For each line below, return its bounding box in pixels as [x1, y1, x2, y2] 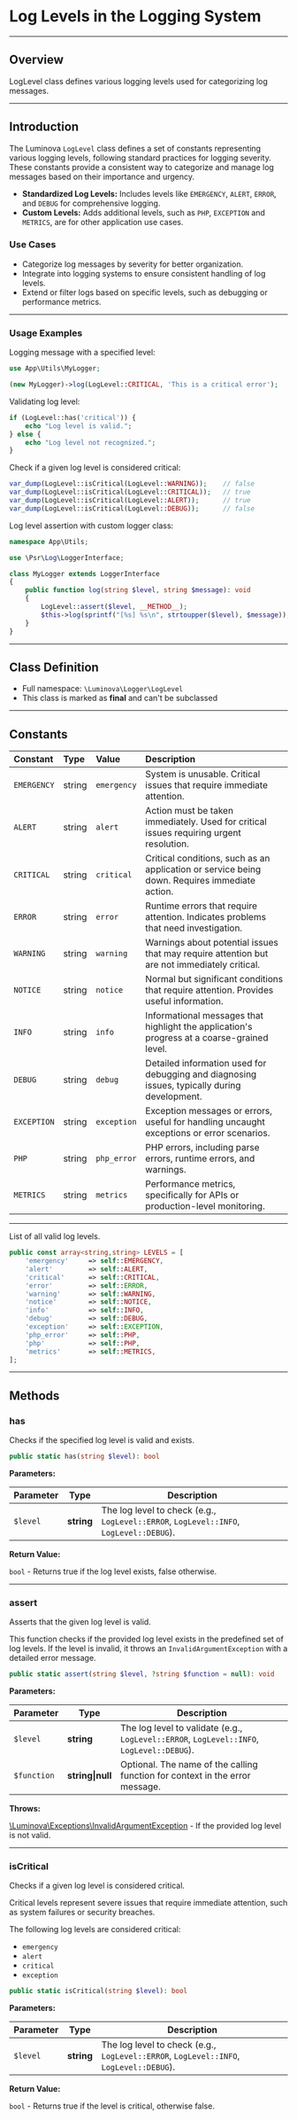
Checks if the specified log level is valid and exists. [9, 1435, 195, 1446]
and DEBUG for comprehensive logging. [21, 198, 161, 208]
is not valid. [9, 1830, 51, 1841]
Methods [9, 1388, 60, 1403]
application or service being [145, 863, 262, 876]
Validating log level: [9, 396, 80, 407]
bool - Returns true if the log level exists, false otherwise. [9, 1566, 217, 1577]
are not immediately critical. [145, 959, 261, 971]
